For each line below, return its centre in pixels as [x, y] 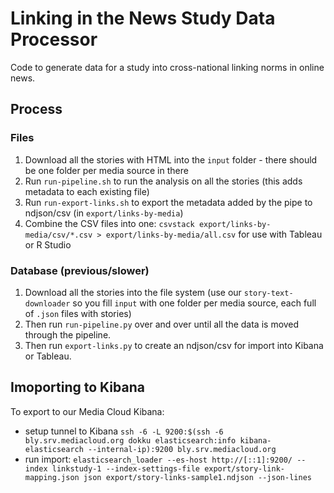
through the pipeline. [68, 334]
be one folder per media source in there [106, 170]
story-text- [268, 293]
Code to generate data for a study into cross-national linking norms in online [167, 67]
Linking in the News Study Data [143, 18]
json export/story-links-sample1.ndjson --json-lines [197, 477]
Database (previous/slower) [80, 270]
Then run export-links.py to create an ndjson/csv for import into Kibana [174, 345]
